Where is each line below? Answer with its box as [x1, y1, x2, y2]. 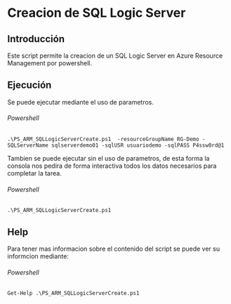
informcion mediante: [7, 252, 69, 260]
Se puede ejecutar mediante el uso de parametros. [7, 98, 154, 106]
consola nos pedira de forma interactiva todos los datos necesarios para [7, 161, 217, 170]
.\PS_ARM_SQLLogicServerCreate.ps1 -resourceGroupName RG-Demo [7, 136, 199, 143]
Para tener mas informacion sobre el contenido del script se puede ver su [7, 244, 220, 253]
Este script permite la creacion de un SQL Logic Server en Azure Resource [7, 51, 223, 60]
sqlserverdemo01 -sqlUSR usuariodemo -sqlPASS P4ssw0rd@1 [51, 142, 225, 149]
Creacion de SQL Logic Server [7, 5, 186, 21]
